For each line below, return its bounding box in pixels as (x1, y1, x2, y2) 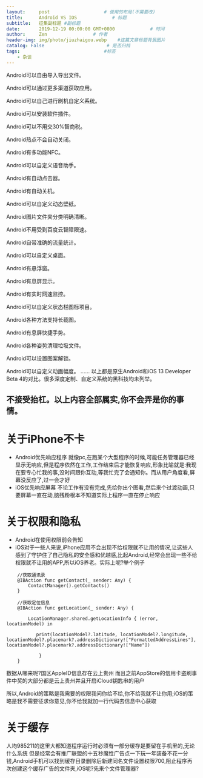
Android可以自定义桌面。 (6, 251, 68, 259)
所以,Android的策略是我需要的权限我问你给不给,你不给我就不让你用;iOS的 (6, 690, 188, 697)
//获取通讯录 (17, 572, 45, 578)
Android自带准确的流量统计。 (6, 239, 79, 246)
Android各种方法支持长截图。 (6, 316, 79, 323)
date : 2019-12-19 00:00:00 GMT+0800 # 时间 (6, 25, 165, 32)
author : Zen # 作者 (6, 32, 108, 38)
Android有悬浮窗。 (6, 264, 53, 271)
